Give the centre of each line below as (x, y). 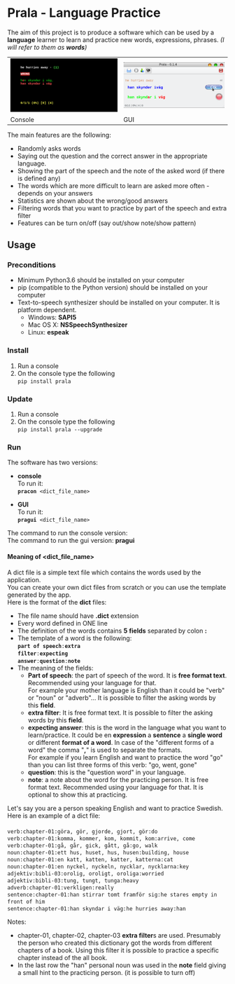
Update (20, 399)
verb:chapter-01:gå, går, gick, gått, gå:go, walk (83, 846)
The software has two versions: (52, 463)
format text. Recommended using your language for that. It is (116, 787)
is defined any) (39, 178)
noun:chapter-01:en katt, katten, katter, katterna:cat (90, 860)
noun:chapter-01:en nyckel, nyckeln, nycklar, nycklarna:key (98, 867)
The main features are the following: (59, 135)
